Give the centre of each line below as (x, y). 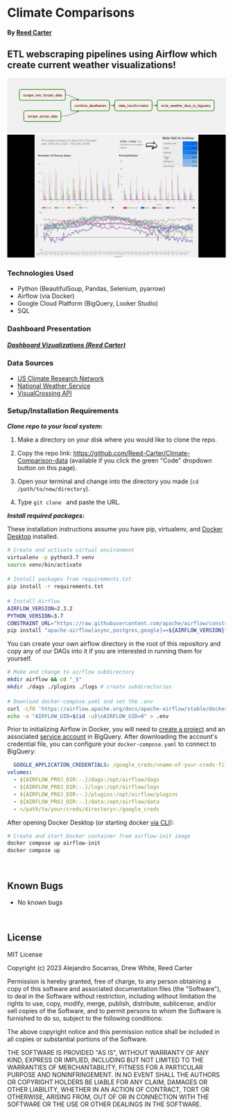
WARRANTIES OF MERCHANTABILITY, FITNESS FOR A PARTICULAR (105, 1067)
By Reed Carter (29, 32)
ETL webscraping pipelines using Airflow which (112, 55)
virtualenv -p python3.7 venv (51, 557)
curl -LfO (21, 709)
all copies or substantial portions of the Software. (77, 1039)
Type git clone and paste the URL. (69, 502)
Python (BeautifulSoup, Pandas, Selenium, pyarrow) (91, 288)
